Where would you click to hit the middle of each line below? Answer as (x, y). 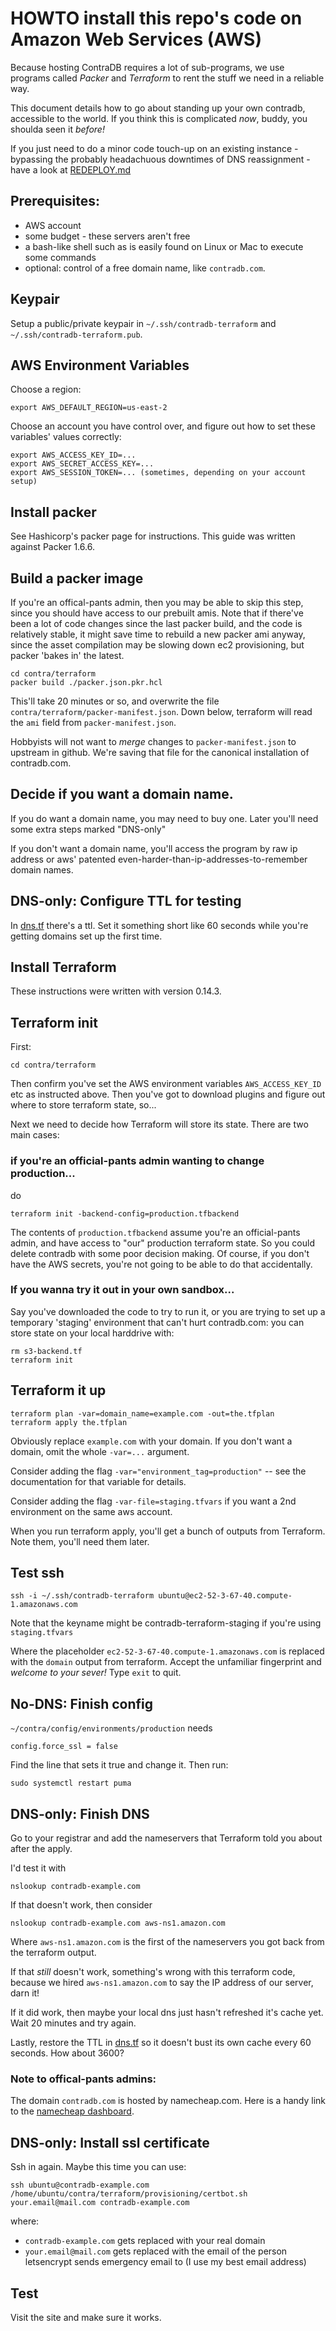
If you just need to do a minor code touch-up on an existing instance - (154, 148)
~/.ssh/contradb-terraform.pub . (76, 334)
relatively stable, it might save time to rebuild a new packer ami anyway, (158, 634)
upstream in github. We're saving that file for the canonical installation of (160, 752)
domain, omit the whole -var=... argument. (100, 1451)
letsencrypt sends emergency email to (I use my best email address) (165, 2262)
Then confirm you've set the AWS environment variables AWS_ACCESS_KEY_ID (166, 1084)
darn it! (25, 1993)
